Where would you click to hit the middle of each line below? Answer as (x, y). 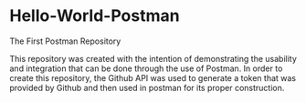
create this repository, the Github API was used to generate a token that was (153, 77)
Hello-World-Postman (95, 16)
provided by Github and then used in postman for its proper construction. (147, 87)
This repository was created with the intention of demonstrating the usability (153, 58)
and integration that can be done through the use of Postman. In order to (146, 68)
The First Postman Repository (65, 41)
